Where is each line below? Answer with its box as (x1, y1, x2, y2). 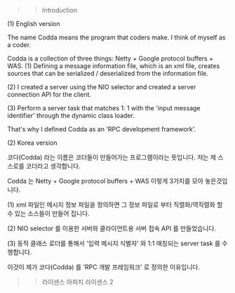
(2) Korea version (7, 138, 58, 147)
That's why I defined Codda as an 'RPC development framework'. (7, 125, 196, 133)
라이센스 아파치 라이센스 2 (41, 278, 114, 286)
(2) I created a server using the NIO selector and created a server (7, 83, 196, 91)
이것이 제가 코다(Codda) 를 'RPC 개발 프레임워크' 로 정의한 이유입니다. (7, 263, 201, 271)
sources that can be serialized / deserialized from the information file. (7, 70, 208, 77)
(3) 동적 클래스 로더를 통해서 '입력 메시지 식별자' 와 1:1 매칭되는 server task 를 (7, 239, 221, 247)
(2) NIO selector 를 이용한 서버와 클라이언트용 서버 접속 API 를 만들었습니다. (7, 224, 216, 233)
